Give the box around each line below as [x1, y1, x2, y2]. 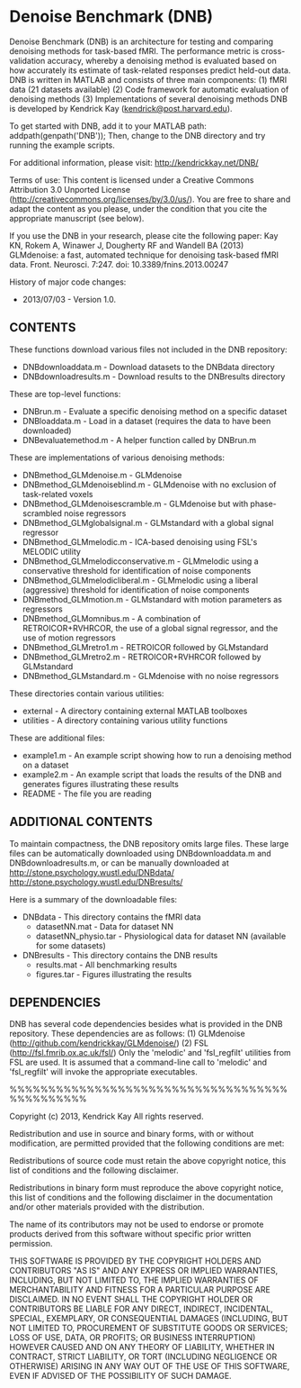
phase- [250, 498, 277, 509]
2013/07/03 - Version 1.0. [22, 294, 117, 304]
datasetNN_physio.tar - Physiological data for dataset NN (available [35, 930, 287, 941]
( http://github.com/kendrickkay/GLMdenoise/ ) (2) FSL [9, 1038, 209, 1048]
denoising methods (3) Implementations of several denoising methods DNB [9, 93, 288, 104]
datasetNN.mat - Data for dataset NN [35, 921, 173, 931]
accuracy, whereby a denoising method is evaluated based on [47, 55, 277, 66]
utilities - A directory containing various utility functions [22, 714, 228, 726]
